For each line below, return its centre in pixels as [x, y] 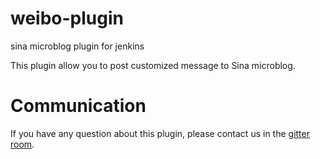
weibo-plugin [67, 18]
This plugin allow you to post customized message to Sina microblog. [153, 65]
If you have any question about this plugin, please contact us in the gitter [160, 133]
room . [22, 144]
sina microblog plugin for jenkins [77, 46]
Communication [78, 106]
